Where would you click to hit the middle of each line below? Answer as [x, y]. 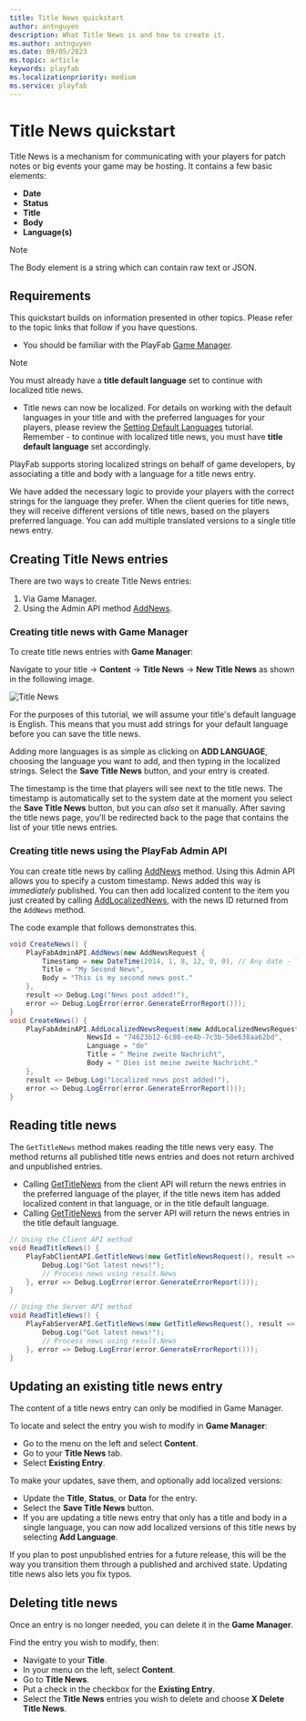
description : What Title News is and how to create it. [117, 35]
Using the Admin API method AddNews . [97, 608]
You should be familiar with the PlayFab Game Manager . [127, 345]
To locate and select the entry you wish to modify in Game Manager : [138, 1426]
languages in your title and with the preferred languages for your [144, 418]
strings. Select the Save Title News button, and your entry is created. [140, 771]
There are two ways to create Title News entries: [101, 581]
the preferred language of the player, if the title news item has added [151, 1194]
